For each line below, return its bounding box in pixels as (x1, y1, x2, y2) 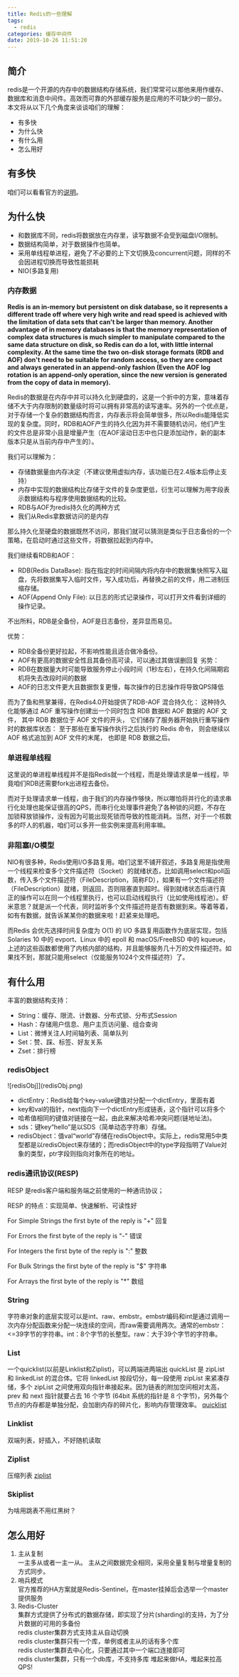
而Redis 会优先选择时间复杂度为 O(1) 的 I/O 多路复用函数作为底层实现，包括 (7, 926, 228, 935)
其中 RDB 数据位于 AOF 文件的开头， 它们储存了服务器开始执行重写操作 (21, 715, 230, 724)
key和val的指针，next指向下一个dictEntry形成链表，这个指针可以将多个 (17, 1104, 225, 1113)
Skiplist (7, 1489, 34, 1499)
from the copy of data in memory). (7, 378, 111, 386)
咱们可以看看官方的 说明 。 (7, 188, 83, 196)
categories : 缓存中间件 (7, 30, 73, 38)
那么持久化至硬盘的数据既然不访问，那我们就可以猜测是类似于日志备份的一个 (7, 527, 232, 536)
